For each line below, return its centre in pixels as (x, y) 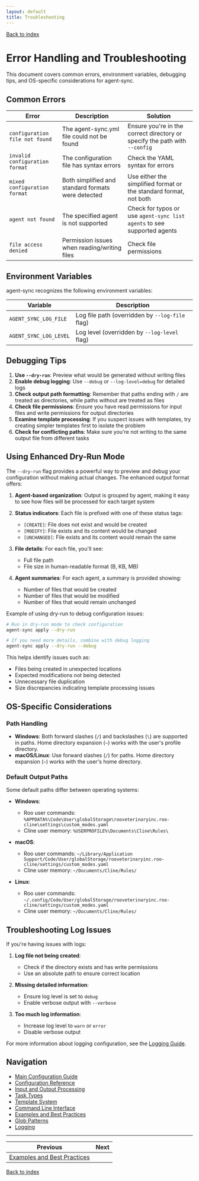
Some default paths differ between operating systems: (73, 790)
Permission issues (87, 240)
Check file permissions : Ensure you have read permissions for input (98, 407)
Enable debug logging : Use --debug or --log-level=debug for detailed (100, 381)
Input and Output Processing (50, 1089)
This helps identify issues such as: (48, 658)
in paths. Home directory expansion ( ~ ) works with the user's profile (98, 742)
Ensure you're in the (155, 126)
